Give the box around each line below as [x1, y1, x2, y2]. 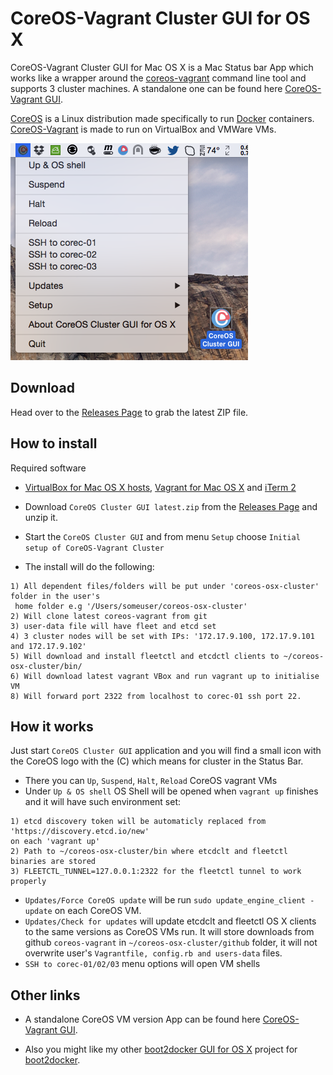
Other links [10, 987, 81, 1004]
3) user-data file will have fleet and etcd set [10, 621, 217, 631]
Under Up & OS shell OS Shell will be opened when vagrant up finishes [24, 785, 319, 797]
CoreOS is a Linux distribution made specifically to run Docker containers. [10, 112, 315, 124]
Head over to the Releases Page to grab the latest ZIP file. [10, 406, 249, 418]
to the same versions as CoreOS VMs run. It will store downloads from [24, 926, 315, 938]
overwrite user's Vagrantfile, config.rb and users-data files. [24, 947, 283, 959]
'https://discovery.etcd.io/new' [10, 827, 150, 837]
